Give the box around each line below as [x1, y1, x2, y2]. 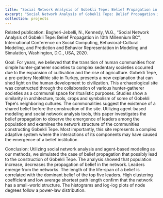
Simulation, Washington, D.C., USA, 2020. [5, 50, 88, 56]
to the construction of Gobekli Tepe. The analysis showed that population [5, 156, 152, 163]
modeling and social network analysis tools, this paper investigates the [5, 111, 147, 117]
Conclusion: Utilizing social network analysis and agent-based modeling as [5, 146, 155, 152]
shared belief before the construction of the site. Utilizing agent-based [5, 106, 147, 112]
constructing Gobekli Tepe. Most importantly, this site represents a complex [5, 127, 157, 132]
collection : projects [5, 16, 49, 21]
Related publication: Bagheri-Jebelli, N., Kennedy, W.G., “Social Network [5, 30, 149, 35]
